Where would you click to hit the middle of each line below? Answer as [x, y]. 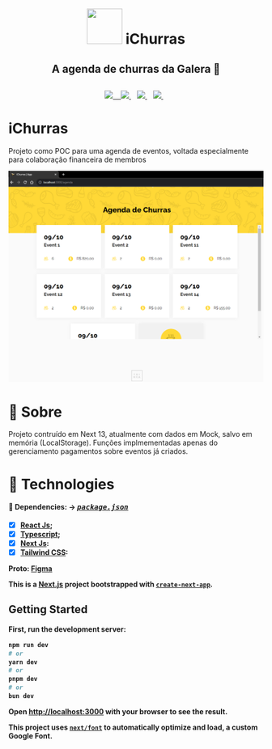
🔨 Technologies [62, 484]
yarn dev [23, 662]
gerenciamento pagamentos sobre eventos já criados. [98, 451]
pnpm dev [23, 679]
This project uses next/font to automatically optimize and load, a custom [133, 727]
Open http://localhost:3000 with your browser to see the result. [118, 711]
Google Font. [30, 735]
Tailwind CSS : [44, 552]
